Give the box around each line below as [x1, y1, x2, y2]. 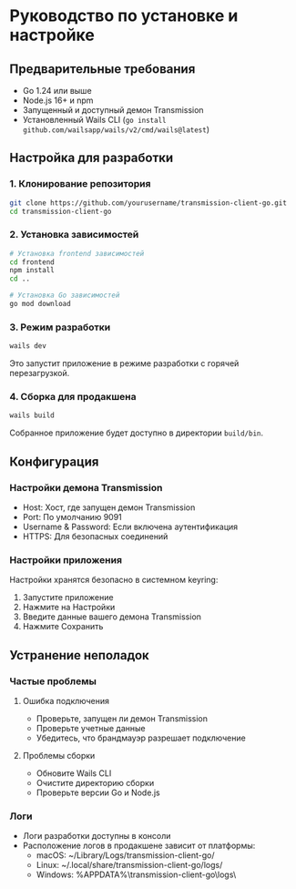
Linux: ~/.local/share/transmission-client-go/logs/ [36, 860, 223, 871]
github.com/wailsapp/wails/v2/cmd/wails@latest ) [22, 124, 210, 135]
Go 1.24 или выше [22, 86, 93, 96]
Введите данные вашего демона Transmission [22, 611, 202, 622]
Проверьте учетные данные [36, 723, 146, 733]
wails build [9, 411, 55, 420]
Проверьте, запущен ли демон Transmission [36, 713, 208, 724]
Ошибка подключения [22, 696, 110, 706]
